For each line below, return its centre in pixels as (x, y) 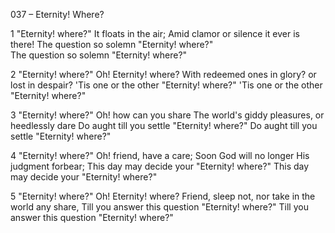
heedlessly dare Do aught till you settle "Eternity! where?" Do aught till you (164, 125)
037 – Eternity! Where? (57, 14)
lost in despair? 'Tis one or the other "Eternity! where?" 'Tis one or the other (166, 85)
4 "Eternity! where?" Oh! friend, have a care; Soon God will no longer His (160, 155)
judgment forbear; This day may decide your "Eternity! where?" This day (160, 166)
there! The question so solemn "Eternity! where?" (112, 44)
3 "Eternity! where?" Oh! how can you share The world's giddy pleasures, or (167, 115)
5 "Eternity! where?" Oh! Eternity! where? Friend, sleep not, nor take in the (163, 196)
